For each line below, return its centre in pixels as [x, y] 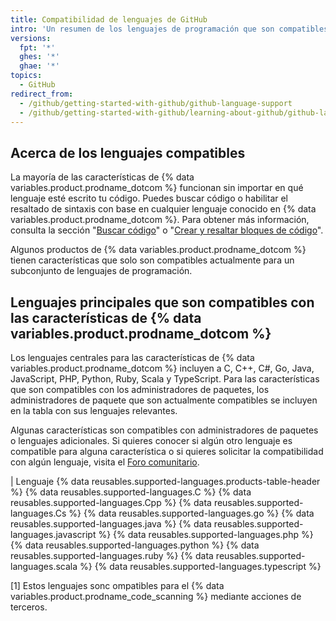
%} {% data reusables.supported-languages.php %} [206, 534]
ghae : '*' [39, 66]
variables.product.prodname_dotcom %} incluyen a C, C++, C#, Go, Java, [162, 368]
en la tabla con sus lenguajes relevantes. [94, 410]
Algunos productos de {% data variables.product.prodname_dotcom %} [158, 250]
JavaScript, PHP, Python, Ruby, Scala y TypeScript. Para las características [165, 379]
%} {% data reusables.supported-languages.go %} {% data [191, 513]
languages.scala [44, 566]
